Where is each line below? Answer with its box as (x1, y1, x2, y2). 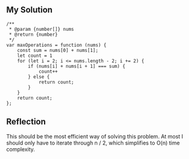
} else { (28, 74, 50, 80)
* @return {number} (8, 31, 59, 37)
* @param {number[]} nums (8, 26, 74, 32)
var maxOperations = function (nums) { (6, 42, 107, 48)
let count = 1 (17, 53, 53, 59)
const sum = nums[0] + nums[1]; (17, 47, 98, 53)
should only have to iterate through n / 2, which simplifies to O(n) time (6, 139, 180, 146)
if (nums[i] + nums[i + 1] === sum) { (28, 63, 126, 69)
